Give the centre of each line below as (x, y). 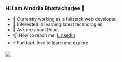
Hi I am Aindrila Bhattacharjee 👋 (45, 8)
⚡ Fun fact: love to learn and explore (51, 43)
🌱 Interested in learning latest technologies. (58, 24)
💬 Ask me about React (36, 30)
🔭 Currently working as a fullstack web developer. (65, 19)
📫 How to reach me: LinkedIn (44, 35)
